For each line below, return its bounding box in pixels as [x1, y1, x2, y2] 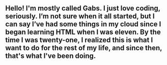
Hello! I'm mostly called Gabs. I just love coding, [5, 4, 160, 13]
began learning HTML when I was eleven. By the [5, 28, 161, 37]
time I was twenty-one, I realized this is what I [5, 36, 153, 45]
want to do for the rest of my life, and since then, [5, 44, 162, 52]
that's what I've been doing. [5, 52, 96, 60]
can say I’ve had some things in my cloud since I [5, 20, 161, 28]
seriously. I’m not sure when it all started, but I [5, 12, 155, 21]
